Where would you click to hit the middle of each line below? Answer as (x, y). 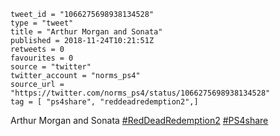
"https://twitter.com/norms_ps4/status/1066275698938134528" (140, 93)
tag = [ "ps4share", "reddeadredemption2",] (104, 102)
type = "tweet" (42, 23)
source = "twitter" (51, 67)
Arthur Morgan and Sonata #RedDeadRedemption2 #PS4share (139, 120)
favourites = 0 (42, 58)
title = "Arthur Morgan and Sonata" (86, 32)
